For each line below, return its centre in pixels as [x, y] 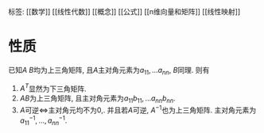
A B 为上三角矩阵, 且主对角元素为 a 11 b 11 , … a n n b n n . [98, 99]
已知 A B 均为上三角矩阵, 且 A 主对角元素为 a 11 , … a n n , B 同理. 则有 [109, 71]
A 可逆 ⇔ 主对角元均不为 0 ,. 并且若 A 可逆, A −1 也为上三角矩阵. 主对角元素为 [138, 109]
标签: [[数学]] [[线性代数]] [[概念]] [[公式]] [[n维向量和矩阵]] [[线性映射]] [124, 11]
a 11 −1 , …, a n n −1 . [43, 120]
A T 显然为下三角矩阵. [53, 88]
